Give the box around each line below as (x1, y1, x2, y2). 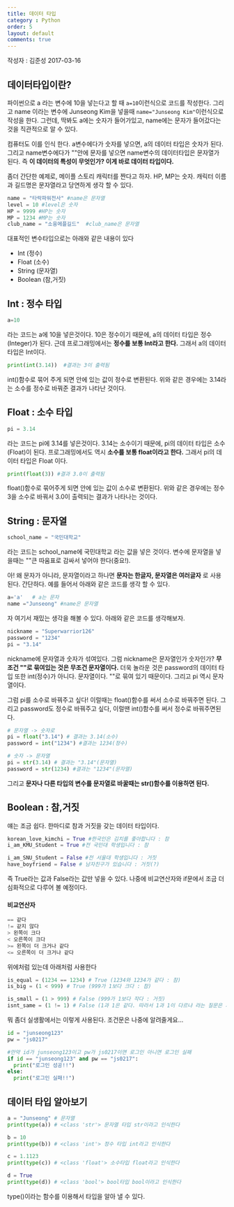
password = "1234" (7, 634, 61, 641)
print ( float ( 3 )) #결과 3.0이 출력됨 (7, 470, 105, 478)
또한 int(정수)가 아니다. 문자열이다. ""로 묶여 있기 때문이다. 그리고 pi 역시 (14, 672, 211, 680)
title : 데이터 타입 (7, 10, 56, 17)
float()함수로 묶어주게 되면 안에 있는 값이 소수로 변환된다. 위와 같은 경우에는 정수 (7, 484, 225, 492)
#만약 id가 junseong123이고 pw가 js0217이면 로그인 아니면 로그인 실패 (7, 1048, 192, 1056)
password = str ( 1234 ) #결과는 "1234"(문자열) (7, 765, 133, 773)
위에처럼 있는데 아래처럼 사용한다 (7, 962, 97, 971)
